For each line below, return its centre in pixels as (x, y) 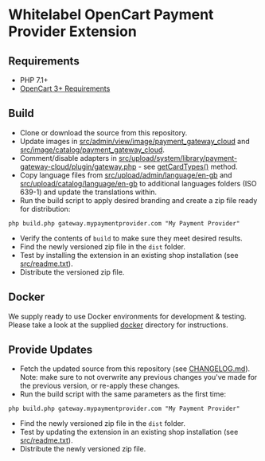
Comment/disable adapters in (68, 158)
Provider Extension (72, 31)
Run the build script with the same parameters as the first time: (123, 394)
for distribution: (45, 209)
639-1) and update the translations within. (88, 192)
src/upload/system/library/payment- (178, 158)
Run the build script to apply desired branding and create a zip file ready (138, 200)
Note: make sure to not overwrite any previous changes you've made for (138, 377)
